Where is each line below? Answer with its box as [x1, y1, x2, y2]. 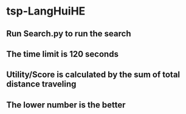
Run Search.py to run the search [6, 29, 131, 39]
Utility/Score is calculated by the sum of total [6, 70, 181, 80]
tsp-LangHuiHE [6, 4, 86, 18]
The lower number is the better [6, 99, 126, 110]
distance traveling [6, 79, 77, 89]
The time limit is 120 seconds [6, 49, 119, 59]
